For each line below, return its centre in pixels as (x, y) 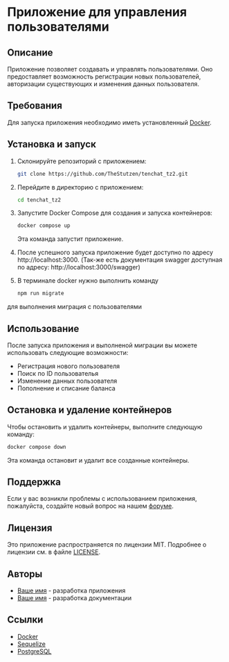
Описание (30, 52)
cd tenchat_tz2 (39, 200)
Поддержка (34, 482)
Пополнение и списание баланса (66, 388)
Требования (35, 106)
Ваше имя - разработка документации (74, 598)
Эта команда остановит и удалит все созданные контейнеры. (98, 460)
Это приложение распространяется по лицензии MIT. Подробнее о (107, 545)
